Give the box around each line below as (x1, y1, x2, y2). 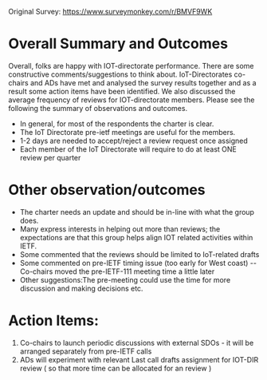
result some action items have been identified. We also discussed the (8, 86, 236, 96)
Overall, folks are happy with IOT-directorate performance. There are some (8, 61, 254, 70)
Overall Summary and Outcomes (8, 35, 229, 53)
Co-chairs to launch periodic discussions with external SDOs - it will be (19, 338, 254, 347)
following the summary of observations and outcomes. (8, 103, 188, 113)
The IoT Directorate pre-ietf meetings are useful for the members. (19, 127, 236, 137)
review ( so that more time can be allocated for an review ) (19, 363, 212, 373)
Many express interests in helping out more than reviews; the (19, 224, 221, 234)
